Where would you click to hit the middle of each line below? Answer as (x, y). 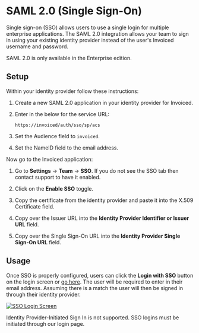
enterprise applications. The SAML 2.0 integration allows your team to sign (97, 33)
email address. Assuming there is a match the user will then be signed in (95, 288)
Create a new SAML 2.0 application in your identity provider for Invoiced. (104, 102)
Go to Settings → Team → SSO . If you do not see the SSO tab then (97, 170)
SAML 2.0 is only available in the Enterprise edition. (69, 58)
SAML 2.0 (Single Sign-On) (74, 11)
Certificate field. (34, 206)
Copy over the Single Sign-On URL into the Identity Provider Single (97, 236)
